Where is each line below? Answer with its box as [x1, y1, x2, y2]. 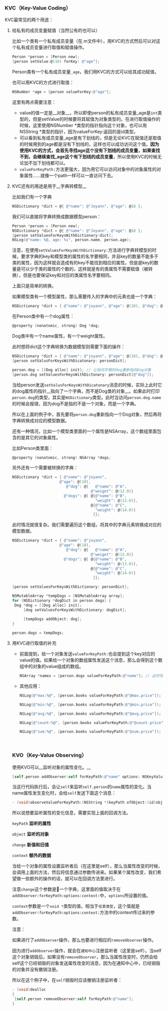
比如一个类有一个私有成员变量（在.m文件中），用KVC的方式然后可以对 [12, 38, 156, 44]
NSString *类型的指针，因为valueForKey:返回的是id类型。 [19, 128, 138, 134]
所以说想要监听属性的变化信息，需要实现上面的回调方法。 [12, 810, 131, 816]
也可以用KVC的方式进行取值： [12, 79, 74, 86]
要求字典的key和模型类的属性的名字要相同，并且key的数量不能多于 [21, 253, 159, 259]
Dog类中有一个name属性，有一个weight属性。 [12, 333, 108, 339]
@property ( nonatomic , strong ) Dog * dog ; [12, 323, 100, 328]
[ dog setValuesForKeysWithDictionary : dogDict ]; [23, 607, 127, 612]
